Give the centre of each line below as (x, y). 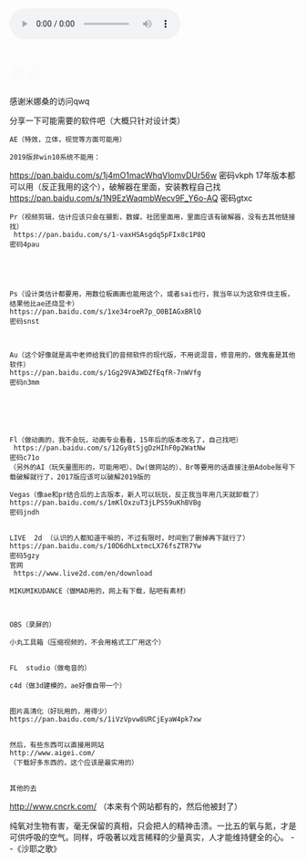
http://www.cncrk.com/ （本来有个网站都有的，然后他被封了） (126, 806)
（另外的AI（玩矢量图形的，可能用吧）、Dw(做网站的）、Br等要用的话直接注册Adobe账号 (149, 467)
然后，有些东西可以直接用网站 (57, 745)
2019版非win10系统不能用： (55, 157)
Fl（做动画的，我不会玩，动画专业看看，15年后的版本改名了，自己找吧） (126, 440)
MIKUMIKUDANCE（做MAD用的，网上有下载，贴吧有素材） (100, 591)
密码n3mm (25, 382)
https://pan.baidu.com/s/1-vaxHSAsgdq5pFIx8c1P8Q (109, 234)
